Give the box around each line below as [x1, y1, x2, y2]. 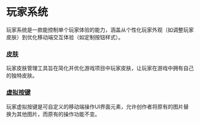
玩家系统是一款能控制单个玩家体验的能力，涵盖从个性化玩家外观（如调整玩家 [6, 26, 194, 33]
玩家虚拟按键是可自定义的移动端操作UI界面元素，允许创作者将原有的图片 [6, 103, 184, 110]
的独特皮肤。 [6, 72, 37, 79]
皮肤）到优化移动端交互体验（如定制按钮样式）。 [6, 33, 124, 40]
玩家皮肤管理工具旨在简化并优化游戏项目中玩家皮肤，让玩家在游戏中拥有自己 [6, 65, 194, 72]
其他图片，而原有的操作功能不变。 [16, 111, 100, 118]
